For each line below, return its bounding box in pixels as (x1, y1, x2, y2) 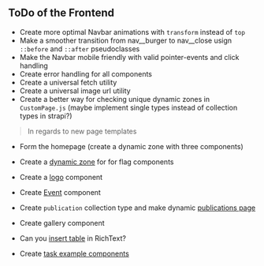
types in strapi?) (19, 111, 73, 121)
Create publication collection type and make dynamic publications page (19, 203, 256, 212)
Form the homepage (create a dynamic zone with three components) (19, 141, 244, 151)
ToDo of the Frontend (8, 6, 114, 20)
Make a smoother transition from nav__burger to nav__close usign (19, 36, 232, 45)
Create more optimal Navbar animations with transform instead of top (19, 27, 246, 36)
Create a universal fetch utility (19, 77, 117, 87)
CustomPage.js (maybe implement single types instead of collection (19, 103, 238, 112)
